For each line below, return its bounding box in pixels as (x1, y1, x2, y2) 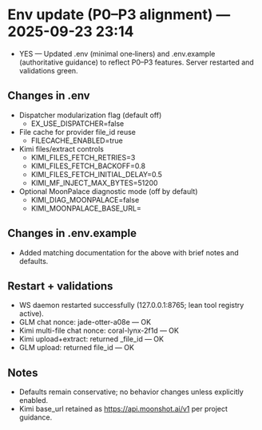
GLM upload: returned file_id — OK (18, 343, 135, 353)
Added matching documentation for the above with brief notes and (18, 247, 239, 257)
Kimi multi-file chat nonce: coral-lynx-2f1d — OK (18, 325, 179, 336)
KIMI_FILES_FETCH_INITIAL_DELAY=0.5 (30, 169, 163, 179)
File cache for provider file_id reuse (18, 127, 137, 136)
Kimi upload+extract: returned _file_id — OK (18, 334, 165, 344)
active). (18, 309, 45, 318)
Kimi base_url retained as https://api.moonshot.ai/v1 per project (18, 404, 228, 414)
